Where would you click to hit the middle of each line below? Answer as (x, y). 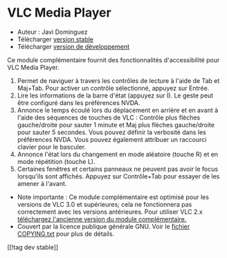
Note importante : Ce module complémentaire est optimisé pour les (113, 197)
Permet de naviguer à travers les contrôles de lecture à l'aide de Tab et (118, 80)
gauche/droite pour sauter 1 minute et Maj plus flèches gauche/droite (116, 125)
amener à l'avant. (42, 183)
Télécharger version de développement (73, 46)
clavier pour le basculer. (52, 147)
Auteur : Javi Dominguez (52, 32)
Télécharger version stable (55, 39)
